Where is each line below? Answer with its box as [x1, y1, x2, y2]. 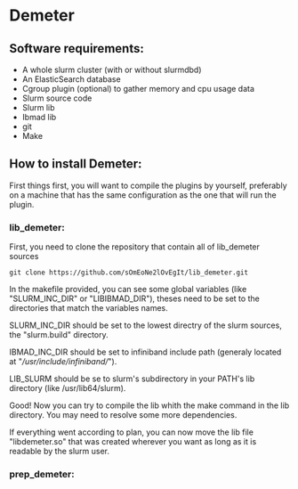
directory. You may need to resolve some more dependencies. [9, 410, 238, 420]
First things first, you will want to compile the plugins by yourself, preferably [9, 180, 287, 191]
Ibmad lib [21, 112, 57, 122]
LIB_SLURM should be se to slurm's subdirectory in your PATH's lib [9, 373, 255, 384]
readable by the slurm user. [9, 446, 109, 457]
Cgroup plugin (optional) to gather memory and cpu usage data [21, 84, 255, 94]
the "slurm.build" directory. [9, 330, 109, 340]
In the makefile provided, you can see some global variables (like [9, 284, 247, 295]
